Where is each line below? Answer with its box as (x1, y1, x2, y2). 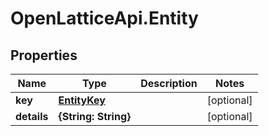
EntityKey (58, 93, 106, 107)
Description (140, 77, 198, 90)
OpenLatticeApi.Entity (10, 7, 199, 30)
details (15, 110, 49, 123)
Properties (10, 47, 78, 64)
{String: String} (58, 110, 132, 123)
